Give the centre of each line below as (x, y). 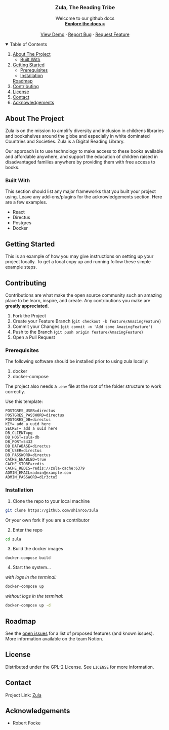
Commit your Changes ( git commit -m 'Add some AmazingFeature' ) (82, 327)
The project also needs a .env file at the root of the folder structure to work (83, 386)
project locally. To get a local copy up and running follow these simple (78, 262)
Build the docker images (38, 549)
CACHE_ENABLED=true (26, 460)
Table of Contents (28, 45)
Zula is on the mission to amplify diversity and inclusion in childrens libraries (85, 131)
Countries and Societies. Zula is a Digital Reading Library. (65, 141)
